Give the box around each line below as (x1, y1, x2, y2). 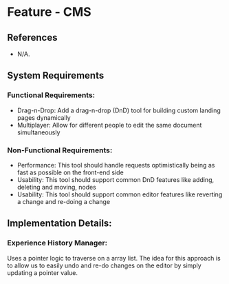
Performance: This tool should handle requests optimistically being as (17, 161, 215, 169)
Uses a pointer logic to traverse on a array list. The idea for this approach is (7, 254, 221, 262)
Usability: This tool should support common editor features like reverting (17, 190, 223, 199)
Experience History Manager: (7, 239, 108, 248)
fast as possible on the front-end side (17, 168, 124, 176)
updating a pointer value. (7, 268, 78, 276)
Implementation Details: (7, 218, 112, 230)
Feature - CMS (7, 4, 91, 20)
